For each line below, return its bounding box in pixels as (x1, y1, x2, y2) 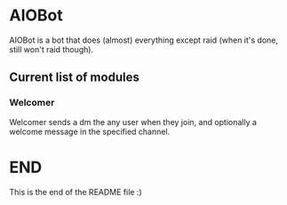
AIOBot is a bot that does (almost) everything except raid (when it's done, (9, 35, 278, 45)
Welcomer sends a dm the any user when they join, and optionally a (9, 116, 258, 127)
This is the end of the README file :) (9, 186, 142, 197)
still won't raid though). (9, 43, 94, 54)
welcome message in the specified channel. (9, 126, 171, 137)
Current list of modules (9, 70, 140, 85)
